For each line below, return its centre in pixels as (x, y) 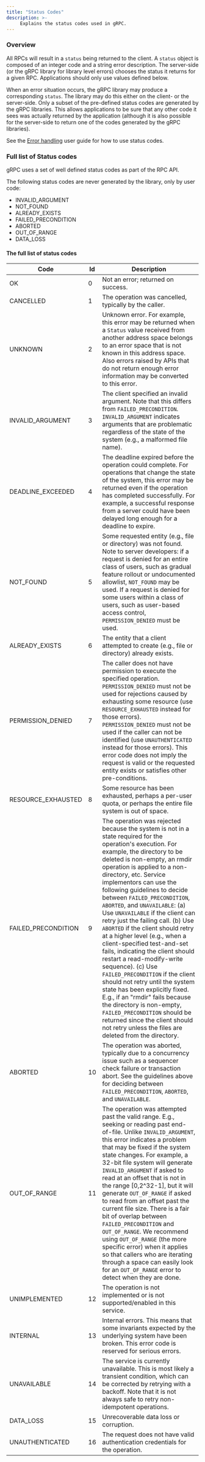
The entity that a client (134, 638)
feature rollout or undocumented (149, 575)
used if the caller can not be (142, 732)
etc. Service (148, 875)
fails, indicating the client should (148, 952)
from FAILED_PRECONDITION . (140, 409)
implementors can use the (139, 882)
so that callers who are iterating (147, 1255)
